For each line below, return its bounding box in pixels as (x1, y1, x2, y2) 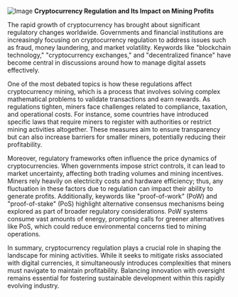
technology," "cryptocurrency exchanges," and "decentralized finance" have (7, 51, 232, 59)
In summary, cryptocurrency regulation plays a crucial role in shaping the (7, 244, 222, 252)
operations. (7, 230, 41, 238)
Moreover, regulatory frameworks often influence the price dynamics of (7, 154, 217, 162)
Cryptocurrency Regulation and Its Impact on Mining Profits (34, 7, 215, 15)
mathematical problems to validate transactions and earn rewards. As (7, 95, 211, 103)
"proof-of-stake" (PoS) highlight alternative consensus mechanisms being (7, 199, 225, 208)
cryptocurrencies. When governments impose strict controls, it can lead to (7, 162, 225, 170)
